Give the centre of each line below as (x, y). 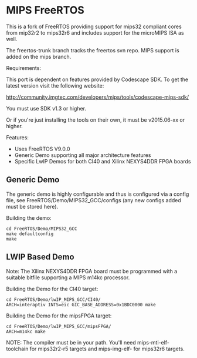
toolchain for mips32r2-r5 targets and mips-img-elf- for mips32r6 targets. (95, 349)
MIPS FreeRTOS (45, 10)
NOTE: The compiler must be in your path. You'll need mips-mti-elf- (88, 342)
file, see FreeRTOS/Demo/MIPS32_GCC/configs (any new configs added (94, 200)
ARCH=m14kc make (26, 332)
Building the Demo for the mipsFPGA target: (59, 316)
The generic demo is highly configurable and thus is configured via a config (98, 194)
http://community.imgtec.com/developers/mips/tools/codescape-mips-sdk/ (98, 97)
